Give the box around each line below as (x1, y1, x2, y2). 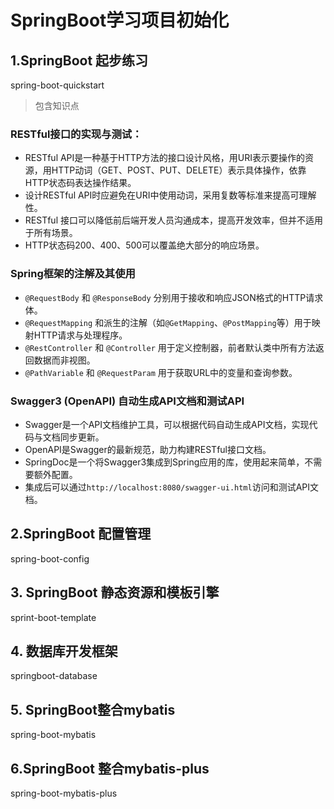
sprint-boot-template (10, 611, 97, 623)
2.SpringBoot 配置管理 (10, 526, 152, 543)
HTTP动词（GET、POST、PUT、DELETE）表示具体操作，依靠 (51, 164, 307, 176)
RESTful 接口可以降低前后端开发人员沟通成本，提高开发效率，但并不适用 (24, 214, 323, 226)
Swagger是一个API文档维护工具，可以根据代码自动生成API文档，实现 (24, 418, 310, 430)
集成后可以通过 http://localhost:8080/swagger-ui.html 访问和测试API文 (24, 481, 320, 493)
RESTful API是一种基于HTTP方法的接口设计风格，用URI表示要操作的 (24, 152, 305, 164)
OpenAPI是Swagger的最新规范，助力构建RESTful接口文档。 (24, 443, 272, 455)
